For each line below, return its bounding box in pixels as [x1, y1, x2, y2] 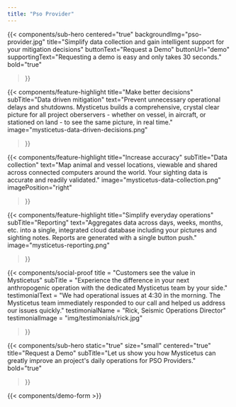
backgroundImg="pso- [134, 30, 202, 38]
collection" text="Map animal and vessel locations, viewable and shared [7, 161, 218, 169]
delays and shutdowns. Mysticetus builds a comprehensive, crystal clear [7, 102, 220, 111]
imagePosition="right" [7, 183, 72, 192]
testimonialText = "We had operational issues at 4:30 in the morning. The [7, 291, 221, 299]
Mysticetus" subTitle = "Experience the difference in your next [7, 276, 190, 284]
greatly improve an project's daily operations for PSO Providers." [7, 356, 196, 364]
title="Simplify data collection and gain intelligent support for [47, 37, 225, 46]
